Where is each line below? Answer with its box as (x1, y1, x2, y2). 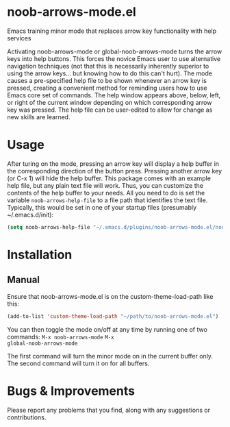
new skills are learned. (7, 112, 71, 121)
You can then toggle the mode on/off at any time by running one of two (7, 325, 207, 333)
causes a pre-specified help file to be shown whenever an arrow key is (7, 76, 207, 84)
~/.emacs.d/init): (7, 210, 53, 219)
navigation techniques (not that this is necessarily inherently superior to (7, 62, 209, 70)
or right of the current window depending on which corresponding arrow (7, 98, 212, 106)
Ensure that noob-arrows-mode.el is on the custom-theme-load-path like (7, 292, 214, 300)
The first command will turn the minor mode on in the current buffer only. (7, 352, 214, 360)
